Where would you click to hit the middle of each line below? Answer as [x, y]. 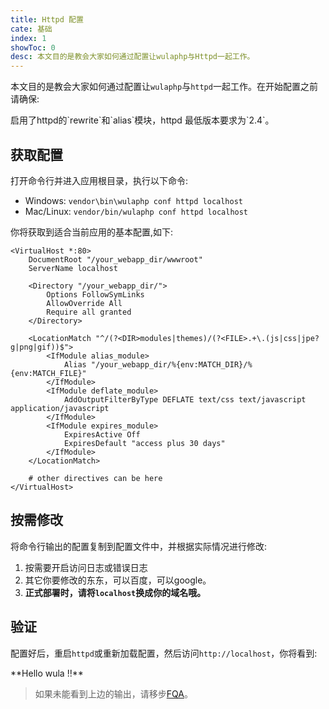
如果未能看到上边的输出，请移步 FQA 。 [113, 693]
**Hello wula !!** [47, 673]
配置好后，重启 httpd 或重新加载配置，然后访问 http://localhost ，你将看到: [164, 653]
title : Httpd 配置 [47, 19]
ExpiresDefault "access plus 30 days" [144, 443]
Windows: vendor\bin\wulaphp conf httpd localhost [133, 200]
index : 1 [28, 38]
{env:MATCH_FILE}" [48, 373]
